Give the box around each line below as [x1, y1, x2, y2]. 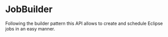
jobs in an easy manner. [5, 25, 55, 31]
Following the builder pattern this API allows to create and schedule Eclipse [5, 20, 163, 26]
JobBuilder [5, 4, 53, 15]
